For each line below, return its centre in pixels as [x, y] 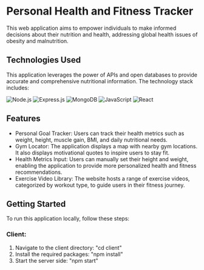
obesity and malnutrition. [37, 41]
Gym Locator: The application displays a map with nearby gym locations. [106, 146]
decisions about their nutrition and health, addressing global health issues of [102, 34]
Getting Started [36, 204]
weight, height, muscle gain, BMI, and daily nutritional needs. [91, 140]
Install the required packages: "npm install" [69, 254]
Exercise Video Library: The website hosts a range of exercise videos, [102, 178]
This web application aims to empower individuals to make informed [91, 28]
